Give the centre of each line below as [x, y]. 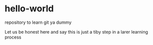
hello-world [29, 9]
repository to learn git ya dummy [38, 22]
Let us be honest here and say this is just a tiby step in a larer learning [76, 32]
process [13, 37]
